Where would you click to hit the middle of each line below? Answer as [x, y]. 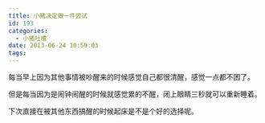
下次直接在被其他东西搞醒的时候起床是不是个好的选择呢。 [103, 111]
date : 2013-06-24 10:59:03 [53, 46]
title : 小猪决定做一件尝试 [48, 16]
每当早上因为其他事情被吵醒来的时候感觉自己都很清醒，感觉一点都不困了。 [131, 77]
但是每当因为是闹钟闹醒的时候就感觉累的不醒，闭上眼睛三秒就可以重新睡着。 [135, 94]
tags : [17, 53]
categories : [28, 31]
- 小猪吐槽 [31, 38]
